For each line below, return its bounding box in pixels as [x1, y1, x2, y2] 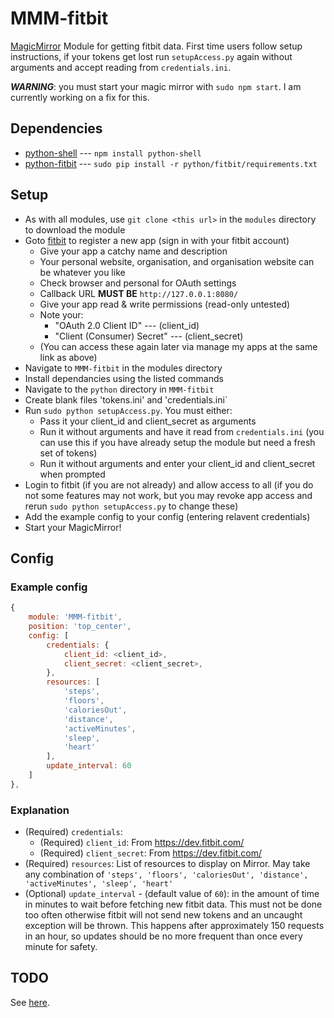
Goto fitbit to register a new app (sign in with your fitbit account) [24, 234, 290, 246]
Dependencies [10, 120, 103, 137]
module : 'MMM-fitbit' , [28, 612, 123, 622]
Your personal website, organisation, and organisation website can [39, 255, 315, 267]
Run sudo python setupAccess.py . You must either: [24, 404, 233, 416]
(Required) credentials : [24, 826, 123, 838]
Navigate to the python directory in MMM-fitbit [24, 383, 215, 395]
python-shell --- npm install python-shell [24, 147, 202, 159]
